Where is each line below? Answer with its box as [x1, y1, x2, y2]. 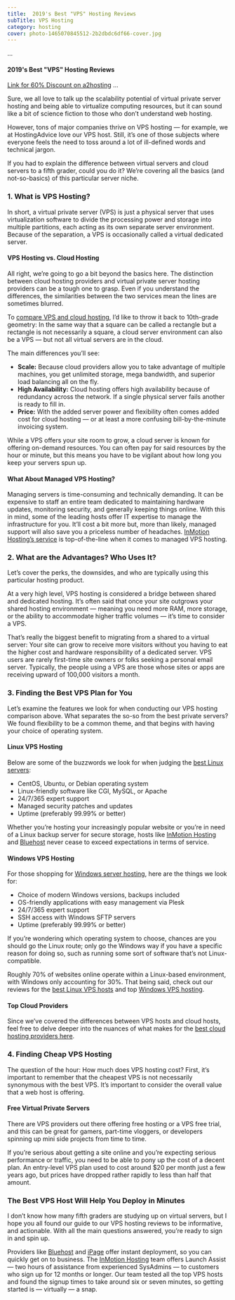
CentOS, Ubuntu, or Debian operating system [17, 779, 149, 788]
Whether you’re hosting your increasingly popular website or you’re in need [7, 822, 226, 831]
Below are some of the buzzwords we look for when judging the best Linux [7, 758, 224, 767]
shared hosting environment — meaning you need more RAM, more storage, [7, 604, 228, 613]
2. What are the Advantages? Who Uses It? [7, 553, 156, 563]
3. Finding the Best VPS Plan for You [7, 688, 133, 698]
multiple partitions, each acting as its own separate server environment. [7, 222, 215, 231]
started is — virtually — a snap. [7, 1285, 98, 1294]
